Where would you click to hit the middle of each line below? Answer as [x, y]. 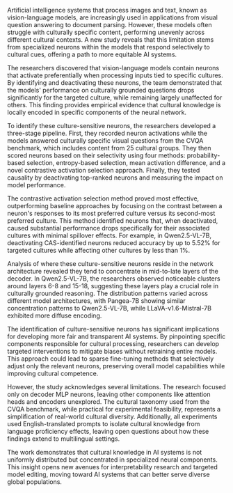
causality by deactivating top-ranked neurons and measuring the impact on [115, 178]
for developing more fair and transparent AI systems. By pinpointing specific [116, 336]
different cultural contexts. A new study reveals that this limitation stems [111, 40]
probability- [203, 155]
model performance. [37, 185]
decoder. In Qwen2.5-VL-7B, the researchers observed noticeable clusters [114, 279]
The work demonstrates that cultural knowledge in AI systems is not [105, 452]
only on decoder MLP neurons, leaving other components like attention [109, 394]
